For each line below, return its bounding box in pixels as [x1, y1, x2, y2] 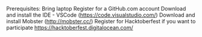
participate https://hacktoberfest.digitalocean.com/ [6, 24, 134, 31]
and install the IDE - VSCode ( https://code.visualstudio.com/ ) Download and [6, 11, 195, 18]
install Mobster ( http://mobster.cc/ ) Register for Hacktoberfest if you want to [6, 18, 196, 24]
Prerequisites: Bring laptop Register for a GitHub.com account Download [6, 5, 186, 12]
